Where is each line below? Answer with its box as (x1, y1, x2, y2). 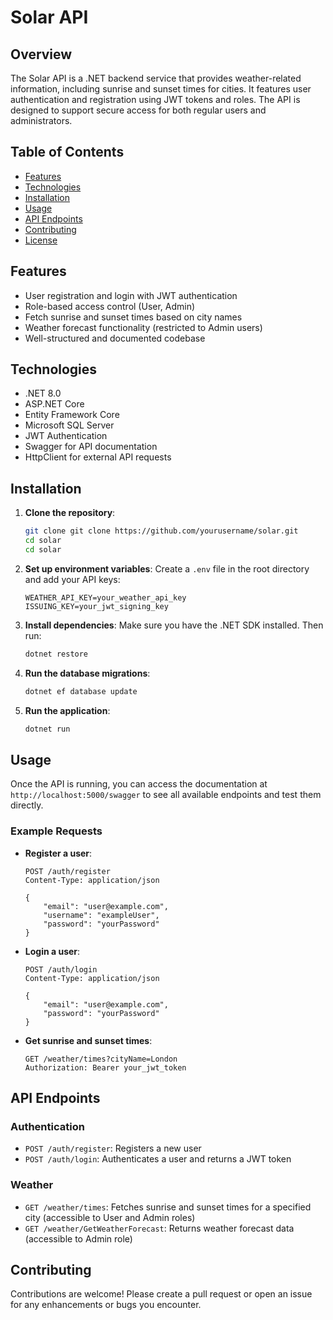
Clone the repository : (24, 507, 116, 519)
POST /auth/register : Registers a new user (24, 1142, 202, 1155)
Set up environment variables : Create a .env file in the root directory (24, 562, 310, 575)
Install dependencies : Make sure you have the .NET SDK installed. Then (24, 619, 324, 631)
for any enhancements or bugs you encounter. (10, 1299, 202, 1311)
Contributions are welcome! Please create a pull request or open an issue (10, 1288, 313, 1300)
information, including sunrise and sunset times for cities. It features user (10, 83, 312, 95)
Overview (10, 46, 73, 63)
